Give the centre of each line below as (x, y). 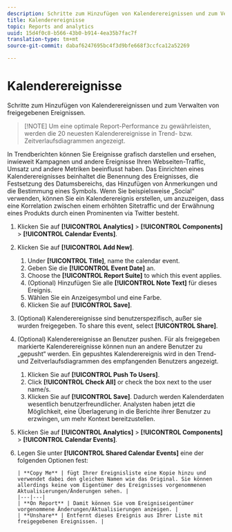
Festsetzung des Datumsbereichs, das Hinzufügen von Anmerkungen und (112, 184)
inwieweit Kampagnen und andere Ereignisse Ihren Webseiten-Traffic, (106, 161)
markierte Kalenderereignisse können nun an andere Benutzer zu (110, 346)
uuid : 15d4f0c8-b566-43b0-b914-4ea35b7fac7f (72, 33)
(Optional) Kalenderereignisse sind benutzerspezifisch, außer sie (109, 318)
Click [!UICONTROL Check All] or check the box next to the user (119, 382)
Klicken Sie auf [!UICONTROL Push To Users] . (94, 374)
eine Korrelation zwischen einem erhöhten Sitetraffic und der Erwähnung (111, 206)
